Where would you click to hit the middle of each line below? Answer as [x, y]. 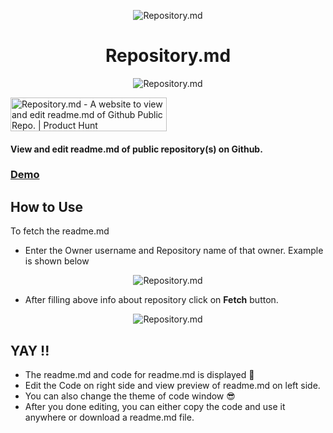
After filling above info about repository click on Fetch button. [151, 300]
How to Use [47, 206]
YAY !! [30, 350]
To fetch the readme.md [60, 231]
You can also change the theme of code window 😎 [130, 396]
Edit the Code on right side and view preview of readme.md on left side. [172, 386]
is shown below [57, 261]
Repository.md [168, 56]
